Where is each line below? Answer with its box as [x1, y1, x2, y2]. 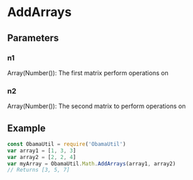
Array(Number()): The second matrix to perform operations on [7, 102, 186, 110]
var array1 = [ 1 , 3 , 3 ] [7, 147, 77, 154]
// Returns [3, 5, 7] [7, 167, 70, 174]
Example [7, 122, 46, 134]
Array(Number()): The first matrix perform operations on [7, 68, 169, 77]
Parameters [7, 32, 59, 44]
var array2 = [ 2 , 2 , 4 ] [7, 153, 77, 160]
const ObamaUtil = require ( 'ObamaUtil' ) [7, 140, 127, 147]
